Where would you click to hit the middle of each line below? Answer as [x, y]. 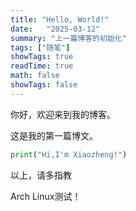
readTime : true [42, 66]
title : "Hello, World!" [60, 19]
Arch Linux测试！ [46, 196]
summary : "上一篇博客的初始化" [68, 38]
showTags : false [44, 85]
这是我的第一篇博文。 [54, 135]
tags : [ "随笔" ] [40, 47]
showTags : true [42, 57]
